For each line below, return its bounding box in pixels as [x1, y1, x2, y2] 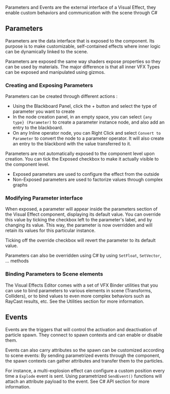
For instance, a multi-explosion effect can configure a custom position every [5, 367, 165, 374]
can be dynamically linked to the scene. [5, 48, 88, 55]
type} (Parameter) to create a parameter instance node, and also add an [12, 119, 165, 126]
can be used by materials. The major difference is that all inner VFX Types [5, 63, 160, 70]
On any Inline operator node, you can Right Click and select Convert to [12, 130, 161, 136]
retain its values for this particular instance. [5, 227, 96, 233]
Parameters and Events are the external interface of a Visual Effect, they [5, 5, 156, 10]
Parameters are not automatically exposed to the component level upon [5, 150, 155, 156]
